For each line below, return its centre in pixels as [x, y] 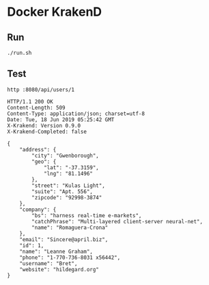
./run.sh [19, 53]
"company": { [38, 210]
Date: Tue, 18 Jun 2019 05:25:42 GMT [61, 120]
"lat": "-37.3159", [71, 168]
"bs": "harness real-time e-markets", [87, 215]
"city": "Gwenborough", [65, 156]
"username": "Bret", [48, 263]
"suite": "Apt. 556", [62, 191]
